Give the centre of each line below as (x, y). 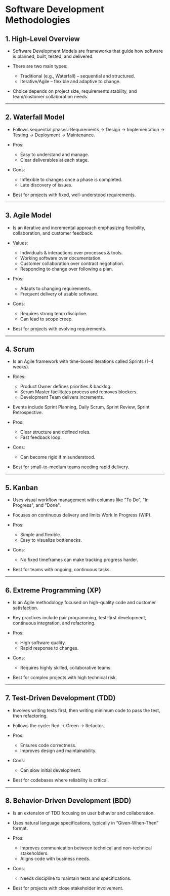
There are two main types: (40, 66)
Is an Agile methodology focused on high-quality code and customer (84, 603)
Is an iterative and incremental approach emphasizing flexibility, (79, 228)
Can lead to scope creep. (47, 319)
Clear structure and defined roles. (55, 432)
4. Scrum (20, 349)
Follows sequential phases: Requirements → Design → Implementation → (89, 129)
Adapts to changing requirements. (56, 288)
